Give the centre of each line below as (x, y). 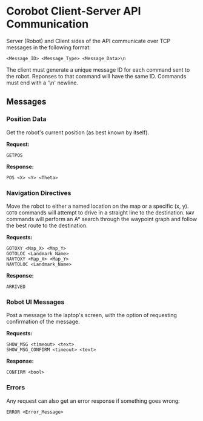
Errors (16, 388)
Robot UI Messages (35, 302)
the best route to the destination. (47, 225)
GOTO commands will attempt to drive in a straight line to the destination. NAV (100, 212)
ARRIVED (16, 287)
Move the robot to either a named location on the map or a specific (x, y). (98, 206)
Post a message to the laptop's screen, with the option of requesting (92, 315)
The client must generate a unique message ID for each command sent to (98, 70)
